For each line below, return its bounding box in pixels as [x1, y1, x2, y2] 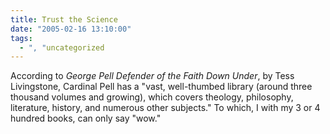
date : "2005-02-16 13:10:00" [10, 24, 132, 34]
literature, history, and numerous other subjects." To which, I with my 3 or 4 [10, 102, 321, 114]
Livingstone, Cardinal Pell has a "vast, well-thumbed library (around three [10, 81, 313, 93]
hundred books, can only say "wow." [10, 112, 162, 125]
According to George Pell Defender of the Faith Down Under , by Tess [10, 70, 295, 82]
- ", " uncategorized [19, 42, 105, 53]
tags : [10, 33, 33, 43]
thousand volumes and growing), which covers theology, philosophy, [10, 91, 294, 103]
